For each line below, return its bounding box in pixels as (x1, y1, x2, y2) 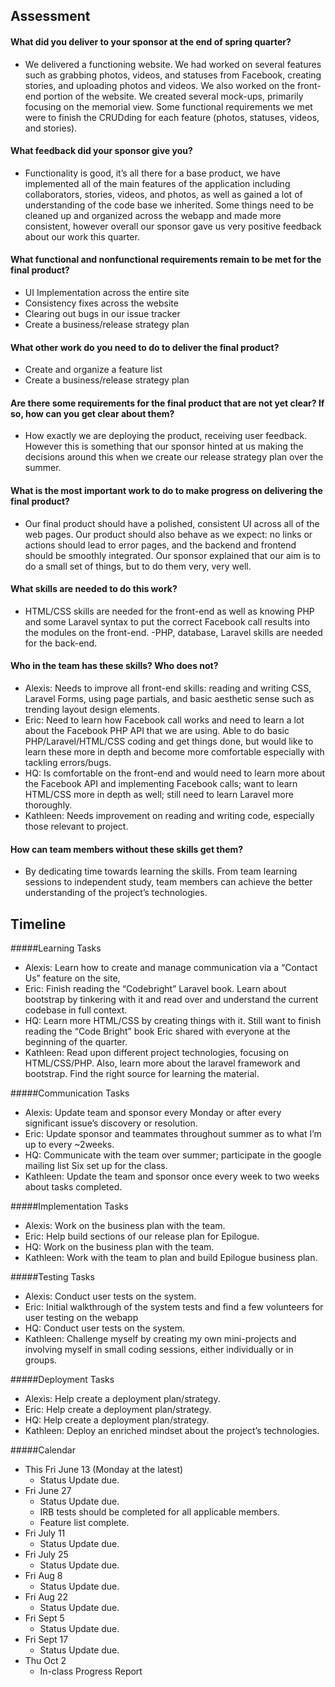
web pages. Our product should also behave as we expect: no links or (24, 528, 313, 540)
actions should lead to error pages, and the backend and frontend (24, 539, 297, 551)
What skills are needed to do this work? (10, 583, 178, 595)
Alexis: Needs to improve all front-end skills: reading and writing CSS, (24, 682, 312, 694)
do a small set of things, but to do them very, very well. (24, 560, 252, 572)
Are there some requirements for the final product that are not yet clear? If (10, 397, 325, 409)
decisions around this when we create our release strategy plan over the (24, 451, 324, 463)
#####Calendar (10, 1444, 76, 1456)
